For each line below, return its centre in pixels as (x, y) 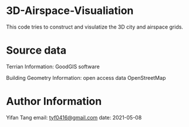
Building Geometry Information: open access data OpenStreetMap (86, 77)
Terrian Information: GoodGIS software (53, 66)
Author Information (54, 102)
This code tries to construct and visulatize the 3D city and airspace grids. (95, 27)
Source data (36, 50)
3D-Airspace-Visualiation (70, 11)
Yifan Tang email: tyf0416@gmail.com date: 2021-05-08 (74, 117)
